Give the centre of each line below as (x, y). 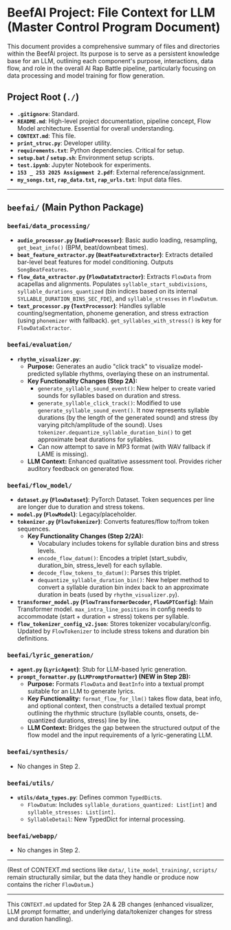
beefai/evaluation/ (40, 345)
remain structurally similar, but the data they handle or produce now (103, 877)
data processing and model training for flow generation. (86, 75)
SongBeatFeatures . (43, 269)
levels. (47, 551)
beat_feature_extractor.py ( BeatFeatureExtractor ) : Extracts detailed (115, 255)
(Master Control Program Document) (114, 27)
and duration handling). (40, 919)
